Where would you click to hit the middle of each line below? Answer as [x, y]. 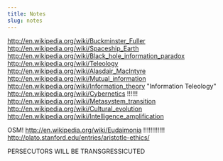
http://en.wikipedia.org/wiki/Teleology [63, 63]
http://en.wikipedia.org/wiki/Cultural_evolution [75, 109]
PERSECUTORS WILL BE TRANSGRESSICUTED [76, 151]
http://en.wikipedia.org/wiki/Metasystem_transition [82, 101]
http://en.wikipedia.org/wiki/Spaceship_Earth [73, 48]
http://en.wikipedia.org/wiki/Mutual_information [77, 78]
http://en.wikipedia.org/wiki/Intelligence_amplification [86, 116]
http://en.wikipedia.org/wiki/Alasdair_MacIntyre [77, 71]
